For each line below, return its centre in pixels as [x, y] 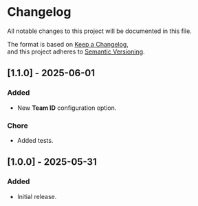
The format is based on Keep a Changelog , [68, 44]
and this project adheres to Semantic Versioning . [76, 51]
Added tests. [35, 140]
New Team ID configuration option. [67, 108]
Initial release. [37, 196]
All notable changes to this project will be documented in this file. [100, 31]
